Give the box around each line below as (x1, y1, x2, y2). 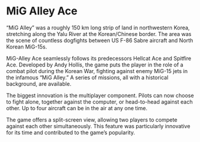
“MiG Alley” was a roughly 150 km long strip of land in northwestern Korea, (6, 24, 190, 31)
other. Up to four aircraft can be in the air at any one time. (6, 104, 147, 111)
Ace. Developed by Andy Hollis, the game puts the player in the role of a (6, 61, 184, 68)
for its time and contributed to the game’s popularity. (6, 129, 136, 136)
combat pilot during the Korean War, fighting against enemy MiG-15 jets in (6, 67, 188, 74)
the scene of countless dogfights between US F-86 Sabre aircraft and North (6, 37, 193, 44)
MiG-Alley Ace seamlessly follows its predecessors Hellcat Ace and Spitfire (6, 55, 192, 62)
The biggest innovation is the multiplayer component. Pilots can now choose (6, 92, 194, 99)
